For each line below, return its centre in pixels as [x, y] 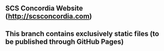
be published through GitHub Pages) [65, 42]
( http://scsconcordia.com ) [49, 17]
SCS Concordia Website [44, 8]
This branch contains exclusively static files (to [82, 33]
